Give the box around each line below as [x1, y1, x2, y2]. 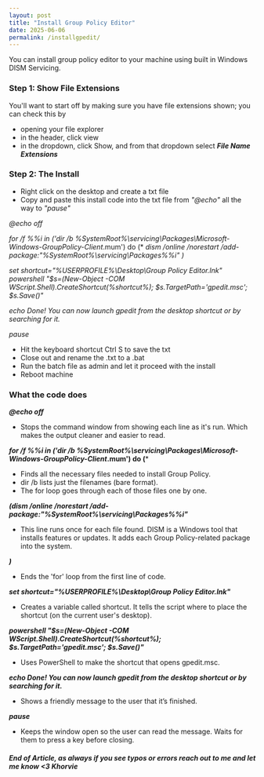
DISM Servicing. [9, 64, 61, 73]
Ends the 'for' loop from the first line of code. [20, 572, 167, 582]
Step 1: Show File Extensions [9, 83, 120, 94]
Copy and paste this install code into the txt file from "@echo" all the [20, 195, 242, 204]
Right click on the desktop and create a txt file [20, 186, 169, 196]
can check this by [9, 109, 67, 119]
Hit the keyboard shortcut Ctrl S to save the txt [20, 345, 171, 354]
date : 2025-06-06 [9, 26, 66, 34]
